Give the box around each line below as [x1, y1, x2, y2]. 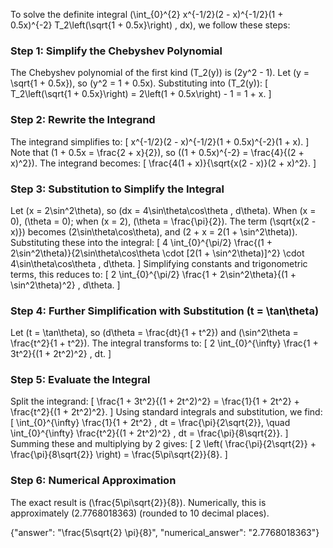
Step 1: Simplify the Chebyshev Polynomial [10, 44, 223, 58]
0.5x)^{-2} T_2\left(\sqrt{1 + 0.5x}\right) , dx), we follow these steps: [10, 19, 291, 31]
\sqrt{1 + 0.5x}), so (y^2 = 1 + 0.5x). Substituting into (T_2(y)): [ [10, 77, 269, 89]
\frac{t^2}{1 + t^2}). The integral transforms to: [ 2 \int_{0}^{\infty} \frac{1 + [10, 337, 319, 349]
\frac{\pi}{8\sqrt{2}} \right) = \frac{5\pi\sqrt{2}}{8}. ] [10, 449, 228, 461]
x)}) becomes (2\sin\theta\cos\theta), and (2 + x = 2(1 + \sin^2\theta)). [10, 225, 298, 238]
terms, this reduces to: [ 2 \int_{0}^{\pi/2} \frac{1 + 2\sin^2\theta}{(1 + [10, 268, 297, 280]
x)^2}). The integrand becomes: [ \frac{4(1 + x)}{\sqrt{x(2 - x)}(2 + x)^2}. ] [10, 157, 317, 169]
